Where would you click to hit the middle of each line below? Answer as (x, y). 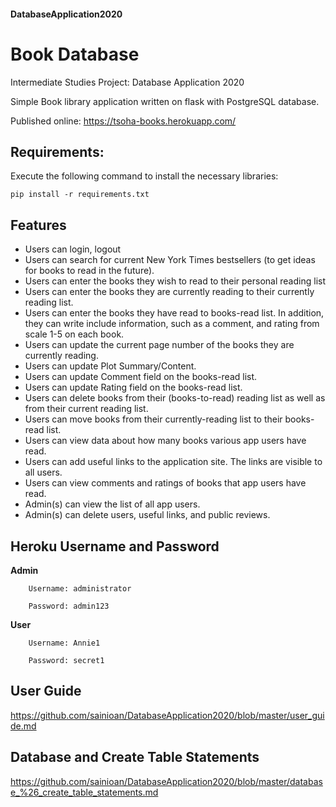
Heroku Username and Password (115, 546)
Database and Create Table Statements (135, 757)
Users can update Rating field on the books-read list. (133, 387)
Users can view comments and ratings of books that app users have (165, 483)
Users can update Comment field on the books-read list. (141, 377)
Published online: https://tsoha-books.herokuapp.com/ (123, 121)
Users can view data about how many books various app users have (165, 441)
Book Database (75, 54)
